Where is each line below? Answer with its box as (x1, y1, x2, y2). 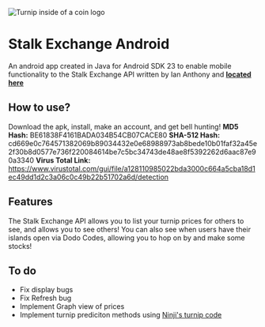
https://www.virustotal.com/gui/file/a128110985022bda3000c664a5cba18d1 (8, 163, 256, 173)
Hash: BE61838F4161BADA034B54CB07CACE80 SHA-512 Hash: (8, 130, 220, 140)
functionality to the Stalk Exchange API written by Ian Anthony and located (8, 70, 252, 79)
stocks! (8, 241, 32, 250)
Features (8, 195, 53, 209)
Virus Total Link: (35, 155, 91, 165)
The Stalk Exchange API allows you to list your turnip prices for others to (8, 216, 244, 225)
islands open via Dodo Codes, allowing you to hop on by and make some (8, 233, 245, 242)
